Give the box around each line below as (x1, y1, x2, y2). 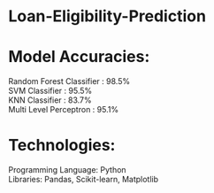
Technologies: (8, 135, 116, 156)
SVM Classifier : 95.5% (8, 86, 93, 96)
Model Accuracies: (8, 47, 150, 67)
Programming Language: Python (8, 165, 126, 175)
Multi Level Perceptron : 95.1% (8, 104, 119, 115)
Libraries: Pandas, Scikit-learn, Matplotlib (8, 174, 159, 185)
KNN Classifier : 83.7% (8, 95, 92, 105)
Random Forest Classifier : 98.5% (8, 76, 130, 87)
